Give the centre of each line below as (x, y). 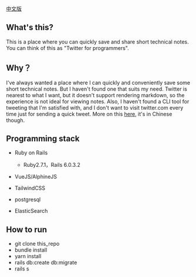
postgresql (28, 200)
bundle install (31, 250)
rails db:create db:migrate (46, 263)
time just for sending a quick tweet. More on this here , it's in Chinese (89, 114)
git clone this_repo (37, 244)
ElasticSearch (31, 211)
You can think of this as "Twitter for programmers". (67, 48)
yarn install (28, 256)
